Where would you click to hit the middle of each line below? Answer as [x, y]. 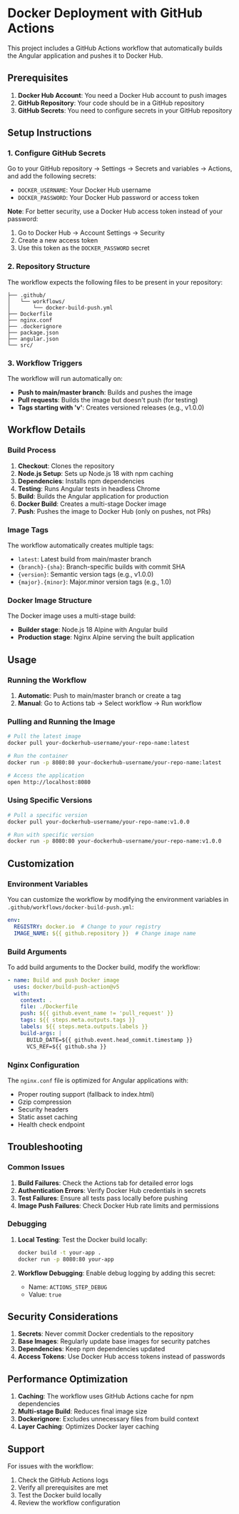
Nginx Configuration [44, 1065]
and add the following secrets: [52, 176]
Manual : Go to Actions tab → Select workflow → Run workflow [110, 703]
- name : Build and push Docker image [63, 980]
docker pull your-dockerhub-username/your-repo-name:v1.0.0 [99, 822]
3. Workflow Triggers [45, 363]
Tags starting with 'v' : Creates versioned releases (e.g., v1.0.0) [111, 407]
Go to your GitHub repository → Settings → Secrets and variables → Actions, [120, 168]
